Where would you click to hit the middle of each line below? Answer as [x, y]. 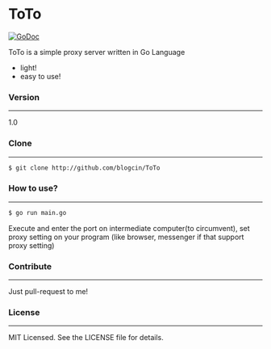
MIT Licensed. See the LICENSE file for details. [86, 338]
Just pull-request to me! [48, 291]
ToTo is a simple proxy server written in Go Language [97, 52]
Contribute [30, 266]
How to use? [33, 188]
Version [24, 97]
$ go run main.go [38, 212]
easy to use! [40, 76]
